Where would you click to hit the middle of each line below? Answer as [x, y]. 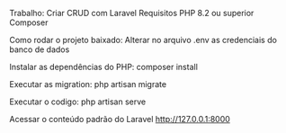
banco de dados [40, 49]
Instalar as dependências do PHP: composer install [103, 67]
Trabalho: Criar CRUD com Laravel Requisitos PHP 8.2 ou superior [132, 13]
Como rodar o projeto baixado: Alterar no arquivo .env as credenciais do [143, 40]
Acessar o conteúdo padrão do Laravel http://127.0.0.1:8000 [120, 119]
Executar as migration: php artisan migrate [88, 84]
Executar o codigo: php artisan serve [78, 102]
